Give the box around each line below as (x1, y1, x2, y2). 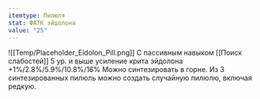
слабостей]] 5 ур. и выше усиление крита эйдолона (8, 56, 183, 66)
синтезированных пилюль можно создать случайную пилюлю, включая (8, 73, 253, 83)
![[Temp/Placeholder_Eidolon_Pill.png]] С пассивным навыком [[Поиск (8, 48, 243, 58)
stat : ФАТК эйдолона (8, 19, 77, 27)
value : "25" (8, 26, 47, 34)
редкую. (8, 82, 37, 91)
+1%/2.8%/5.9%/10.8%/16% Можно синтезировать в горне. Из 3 (8, 65, 225, 74)
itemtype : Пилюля (8, 11, 66, 20)
